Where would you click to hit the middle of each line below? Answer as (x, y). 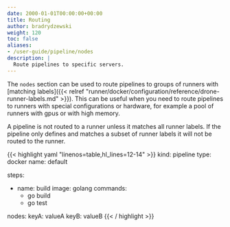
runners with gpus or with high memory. (64, 113)
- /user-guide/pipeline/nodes (50, 52)
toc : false (23, 39)
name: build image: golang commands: (72, 188)
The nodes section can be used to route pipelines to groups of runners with (113, 84)
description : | (29, 58)
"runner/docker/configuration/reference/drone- (152, 91)
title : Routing (29, 20)
